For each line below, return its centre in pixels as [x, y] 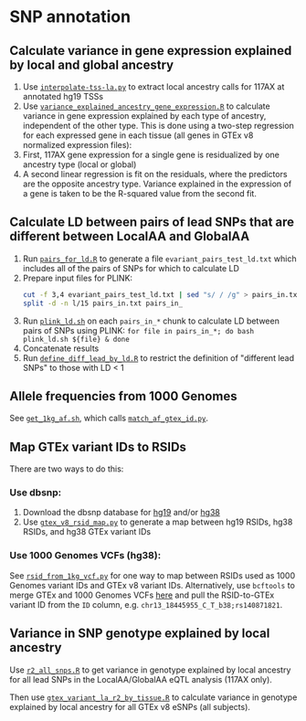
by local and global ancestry [92, 64]
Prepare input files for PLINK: [78, 278]
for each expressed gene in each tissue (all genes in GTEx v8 [138, 135]
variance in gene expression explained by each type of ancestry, [144, 116]
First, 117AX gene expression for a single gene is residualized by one [151, 154]
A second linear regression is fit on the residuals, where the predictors [155, 174]
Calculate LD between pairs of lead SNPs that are [152, 223]
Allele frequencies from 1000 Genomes [123, 396]
